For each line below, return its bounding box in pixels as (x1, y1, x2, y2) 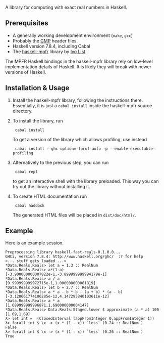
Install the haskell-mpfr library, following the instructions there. (12, 97, 143, 103)
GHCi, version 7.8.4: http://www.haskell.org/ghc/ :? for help (5, 254, 143, 260)
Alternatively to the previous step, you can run (12, 159, 109, 165)
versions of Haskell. (5, 69, 46, 75)
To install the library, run (12, 117, 63, 123)
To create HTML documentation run (12, 193, 87, 199)
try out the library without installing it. (12, 183, 91, 189)
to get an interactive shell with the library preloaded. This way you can (12, 178, 159, 184)
